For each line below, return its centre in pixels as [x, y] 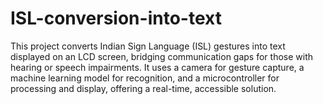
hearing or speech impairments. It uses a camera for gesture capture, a [157, 67]
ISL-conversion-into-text [116, 18]
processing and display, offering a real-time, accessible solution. [143, 88]
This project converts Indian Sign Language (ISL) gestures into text [148, 46]
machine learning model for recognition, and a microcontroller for [145, 78]
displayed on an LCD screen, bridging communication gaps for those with [162, 56]
